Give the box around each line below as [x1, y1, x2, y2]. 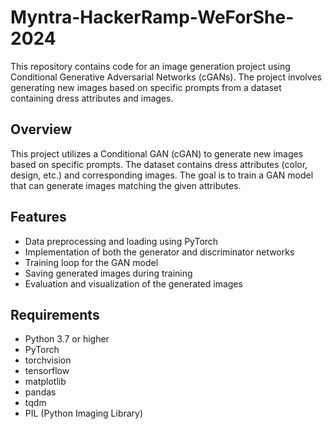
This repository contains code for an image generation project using [10, 60, 291, 72]
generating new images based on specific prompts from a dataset [10, 81, 282, 93]
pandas [24, 386, 57, 398]
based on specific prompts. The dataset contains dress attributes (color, [10, 158, 308, 170]
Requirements [10, 306, 100, 323]
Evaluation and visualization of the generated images [24, 277, 243, 290]
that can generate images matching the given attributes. [10, 179, 242, 191]
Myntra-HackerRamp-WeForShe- [10, 6, 295, 29]
